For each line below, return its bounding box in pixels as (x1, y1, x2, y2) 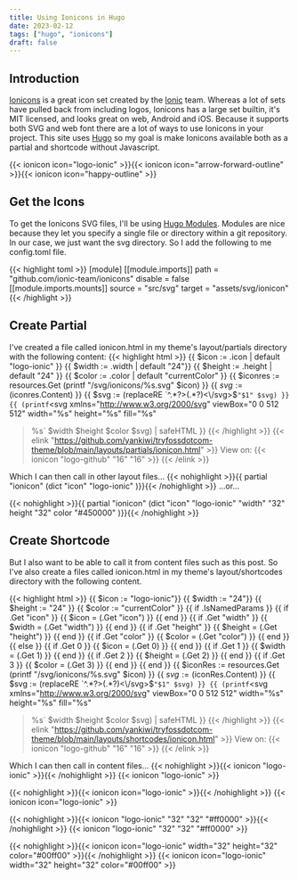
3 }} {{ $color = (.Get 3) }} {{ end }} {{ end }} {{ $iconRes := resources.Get (9, 659, 280, 670)
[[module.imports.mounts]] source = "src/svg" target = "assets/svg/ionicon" (9, 283, 289, 293)
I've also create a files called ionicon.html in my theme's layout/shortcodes (9, 566, 283, 577)
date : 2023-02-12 (9, 21, 74, 30)
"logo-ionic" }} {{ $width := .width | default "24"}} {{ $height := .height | (9, 360, 273, 371)
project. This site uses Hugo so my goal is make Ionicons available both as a (9, 133, 289, 144)
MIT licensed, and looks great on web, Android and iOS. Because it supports (9, 113, 289, 125)
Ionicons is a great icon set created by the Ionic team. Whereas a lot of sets (9, 94, 286, 105)
